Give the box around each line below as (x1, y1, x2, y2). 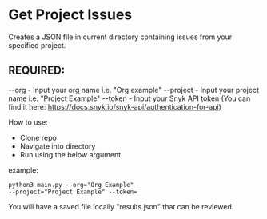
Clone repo (19, 133, 58, 142)
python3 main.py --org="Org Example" (8, 181, 134, 189)
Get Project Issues (8, 6, 133, 24)
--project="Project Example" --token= (8, 188, 137, 196)
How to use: (8, 117, 48, 127)
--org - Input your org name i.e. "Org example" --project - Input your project (8, 85, 260, 94)
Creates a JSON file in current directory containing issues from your (8, 32, 233, 42)
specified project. (8, 40, 66, 50)
